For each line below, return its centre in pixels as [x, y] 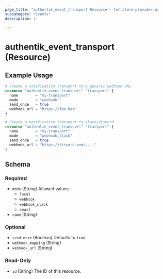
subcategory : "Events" [28, 14]
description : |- [21, 18]
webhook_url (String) [32, 248]
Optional [15, 227]
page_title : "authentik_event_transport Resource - [58, 9]
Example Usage [29, 75]
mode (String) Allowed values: [41, 189]
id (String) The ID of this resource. [47, 271]
